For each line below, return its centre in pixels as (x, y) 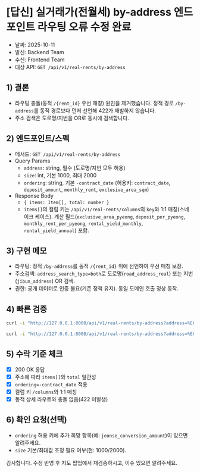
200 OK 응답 (30, 369)
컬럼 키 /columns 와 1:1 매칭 (46, 392)
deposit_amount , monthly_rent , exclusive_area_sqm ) (86, 189)
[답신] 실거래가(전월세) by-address (89, 12)
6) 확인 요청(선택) (37, 420)
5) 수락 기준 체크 (35, 354)
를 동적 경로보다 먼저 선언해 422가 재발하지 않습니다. (95, 110)
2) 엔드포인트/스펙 (38, 138)
